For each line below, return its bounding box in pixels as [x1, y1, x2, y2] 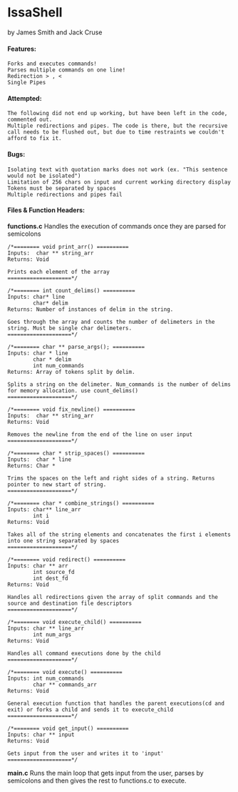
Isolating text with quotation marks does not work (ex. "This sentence [7, 166, 228, 173]
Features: [7, 44, 37, 53]
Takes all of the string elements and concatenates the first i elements [7, 530, 232, 538]
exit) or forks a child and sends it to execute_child [7, 706, 174, 713]
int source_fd [33, 568, 75, 575]
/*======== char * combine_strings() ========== [7, 500, 155, 507]
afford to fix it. [7, 135, 62, 142]
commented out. [7, 116, 53, 124]
